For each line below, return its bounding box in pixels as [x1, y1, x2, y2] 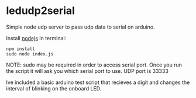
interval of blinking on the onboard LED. [6, 85, 102, 92]
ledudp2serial [6, 4, 75, 17]
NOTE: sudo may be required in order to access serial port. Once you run [6, 61, 183, 68]
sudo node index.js [6, 51, 54, 57]
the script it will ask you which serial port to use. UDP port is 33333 [6, 67, 169, 74]
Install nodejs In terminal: [6, 34, 67, 41]
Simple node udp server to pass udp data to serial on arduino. [6, 23, 155, 30]
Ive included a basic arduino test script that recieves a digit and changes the [6, 79, 190, 86]
